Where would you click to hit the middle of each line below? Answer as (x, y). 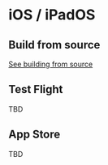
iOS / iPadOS (52, 15)
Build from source (54, 45)
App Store (35, 135)
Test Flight (36, 89)
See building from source (51, 64)
